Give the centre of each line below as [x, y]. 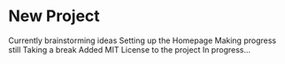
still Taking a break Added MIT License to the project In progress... [130, 49]
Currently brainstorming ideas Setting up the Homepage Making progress [142, 40]
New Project [54, 16]
